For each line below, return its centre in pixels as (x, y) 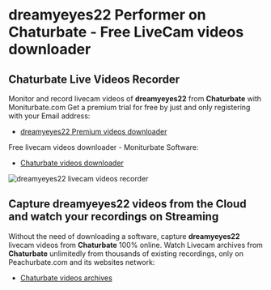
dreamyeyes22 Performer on (107, 15)
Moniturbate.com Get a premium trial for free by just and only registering (129, 107)
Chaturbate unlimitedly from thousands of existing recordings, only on (126, 254)
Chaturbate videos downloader (72, 163)
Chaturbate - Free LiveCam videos (126, 32)
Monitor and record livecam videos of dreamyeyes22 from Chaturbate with (135, 98)
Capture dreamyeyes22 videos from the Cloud (127, 204)
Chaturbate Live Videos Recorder (94, 79)
